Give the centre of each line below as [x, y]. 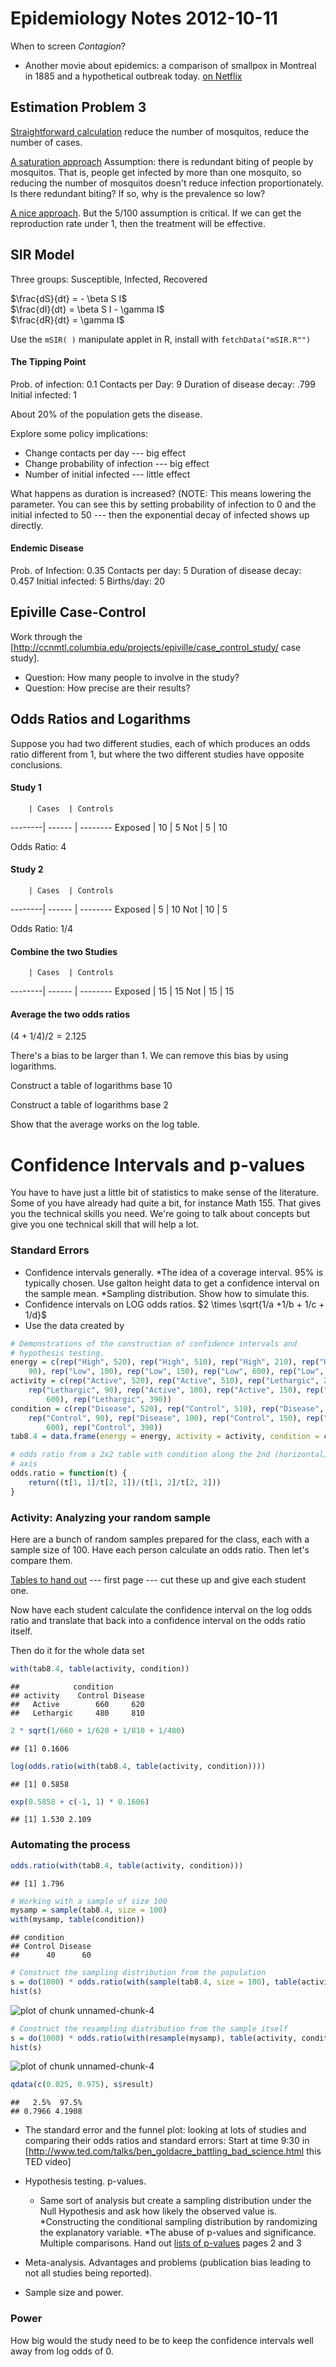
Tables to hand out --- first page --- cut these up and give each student [158, 1579]
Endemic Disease [47, 548]
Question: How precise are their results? [107, 688]
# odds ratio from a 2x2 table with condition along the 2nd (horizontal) [169, 1455]
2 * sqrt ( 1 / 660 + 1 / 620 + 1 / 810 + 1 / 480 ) [98, 1730]
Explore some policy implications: [79, 433]
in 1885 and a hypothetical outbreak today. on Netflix [133, 76]
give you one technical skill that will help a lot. [105, 1224]
